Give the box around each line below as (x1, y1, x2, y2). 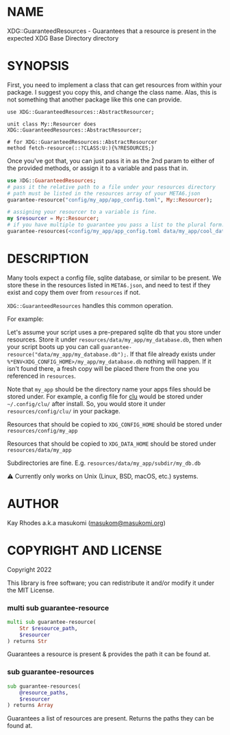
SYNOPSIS (7, 58, 70, 74)
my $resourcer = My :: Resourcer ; (7, 215, 99, 222)
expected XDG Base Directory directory (7, 34, 119, 42)
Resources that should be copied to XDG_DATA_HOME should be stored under (7, 439, 216, 448)
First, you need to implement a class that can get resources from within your (7, 80, 222, 89)
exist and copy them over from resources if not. (7, 288, 141, 296)
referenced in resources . (7, 372, 77, 380)
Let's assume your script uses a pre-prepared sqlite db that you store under (7, 328, 221, 336)
